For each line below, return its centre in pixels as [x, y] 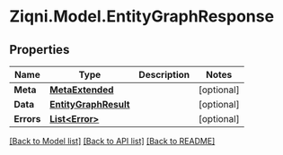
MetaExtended [81, 90]
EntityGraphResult [89, 104]
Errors [27, 119]
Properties [40, 50]
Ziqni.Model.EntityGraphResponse [142, 17]
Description [164, 75]
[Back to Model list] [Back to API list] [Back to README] [112, 141]
